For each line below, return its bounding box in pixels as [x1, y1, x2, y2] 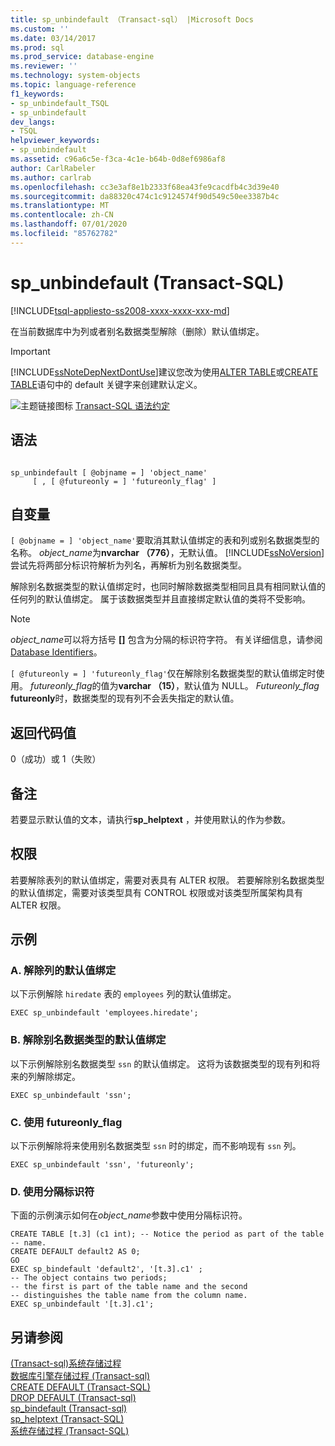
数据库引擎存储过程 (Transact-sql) [10, 1370, 151, 1382]
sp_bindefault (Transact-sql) [10, 1402, 128, 1415]
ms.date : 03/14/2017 [10, 33, 97, 43]
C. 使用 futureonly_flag [10, 1115, 123, 1129]
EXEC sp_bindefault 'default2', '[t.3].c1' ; [10, 1264, 203, 1275]
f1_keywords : [10, 89, 65, 99]
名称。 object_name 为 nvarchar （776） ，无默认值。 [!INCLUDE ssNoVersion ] [10, 547, 325, 559]
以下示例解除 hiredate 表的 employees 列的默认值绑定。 [10, 988, 237, 1000]
